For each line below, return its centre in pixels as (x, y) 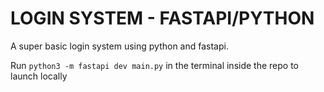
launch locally (39, 76)
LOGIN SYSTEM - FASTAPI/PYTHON (162, 18)
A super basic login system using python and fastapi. (119, 46)
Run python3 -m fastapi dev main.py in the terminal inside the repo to (154, 65)
